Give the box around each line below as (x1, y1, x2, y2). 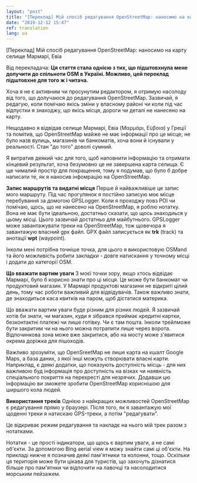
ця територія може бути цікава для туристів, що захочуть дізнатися (6, 458, 176, 465)
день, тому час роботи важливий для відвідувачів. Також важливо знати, (6, 289, 191, 296)
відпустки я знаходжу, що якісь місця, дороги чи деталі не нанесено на (6, 107, 186, 114)
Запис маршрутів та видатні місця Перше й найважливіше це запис (6, 185, 179, 192)
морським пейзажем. (6, 471, 60, 478)
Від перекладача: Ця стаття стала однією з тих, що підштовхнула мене (6, 64, 188, 71)
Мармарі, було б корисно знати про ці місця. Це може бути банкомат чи (6, 276, 188, 283)
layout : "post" (6, 8, 43, 15)
